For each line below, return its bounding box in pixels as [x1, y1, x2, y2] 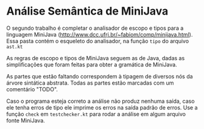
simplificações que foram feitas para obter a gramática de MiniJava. [6, 61, 178, 68]
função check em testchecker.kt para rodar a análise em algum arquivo [6, 110, 186, 117]
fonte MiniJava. [6, 117, 46, 124]
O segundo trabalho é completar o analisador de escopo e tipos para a [6, 24, 184, 32]
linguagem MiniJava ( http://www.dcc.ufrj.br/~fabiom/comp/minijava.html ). [6, 30, 193, 38]
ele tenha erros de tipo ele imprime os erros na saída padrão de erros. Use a [6, 103, 198, 111]
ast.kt [6, 44, 23, 50]
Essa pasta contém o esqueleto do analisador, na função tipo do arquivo [6, 37, 189, 44]
